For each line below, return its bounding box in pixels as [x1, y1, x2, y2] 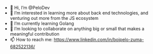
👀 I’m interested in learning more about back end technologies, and [9, 10, 148, 16]
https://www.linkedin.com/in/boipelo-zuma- [53, 37, 144, 42]
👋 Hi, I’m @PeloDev [9, 5, 50, 10]
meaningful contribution [9, 31, 60, 37]
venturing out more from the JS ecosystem [9, 15, 99, 21]
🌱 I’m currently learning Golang [9, 20, 74, 26]
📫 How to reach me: [9, 37, 53, 42]
